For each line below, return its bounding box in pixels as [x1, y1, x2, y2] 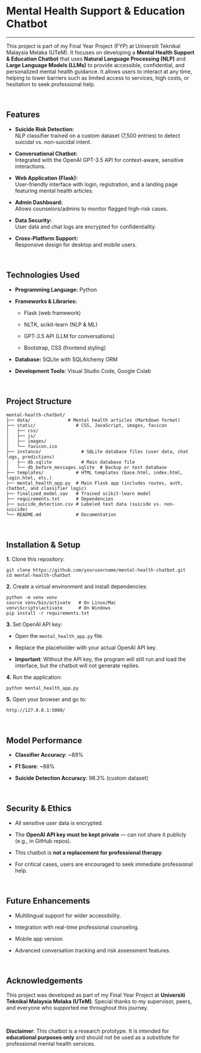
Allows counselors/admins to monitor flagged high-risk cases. [14, 205, 169, 212]
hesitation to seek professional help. [6, 80, 96, 88]
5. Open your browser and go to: [6, 696, 87, 703]
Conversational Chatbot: [14, 150, 78, 157]
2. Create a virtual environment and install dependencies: [6, 583, 148, 590]
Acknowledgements [6, 976, 83, 986]
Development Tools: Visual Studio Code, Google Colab [14, 367, 151, 374]
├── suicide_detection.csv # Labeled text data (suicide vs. [6, 501, 162, 507]
